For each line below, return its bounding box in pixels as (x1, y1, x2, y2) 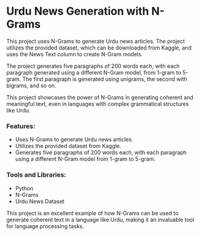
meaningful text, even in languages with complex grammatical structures (6, 100, 189, 108)
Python (15, 185, 34, 192)
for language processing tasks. (6, 222, 84, 230)
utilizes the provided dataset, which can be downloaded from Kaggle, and (6, 44, 192, 51)
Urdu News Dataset (15, 197, 65, 205)
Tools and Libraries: (6, 171, 66, 179)
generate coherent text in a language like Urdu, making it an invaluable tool (6, 216, 195, 223)
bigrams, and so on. (6, 81, 57, 89)
